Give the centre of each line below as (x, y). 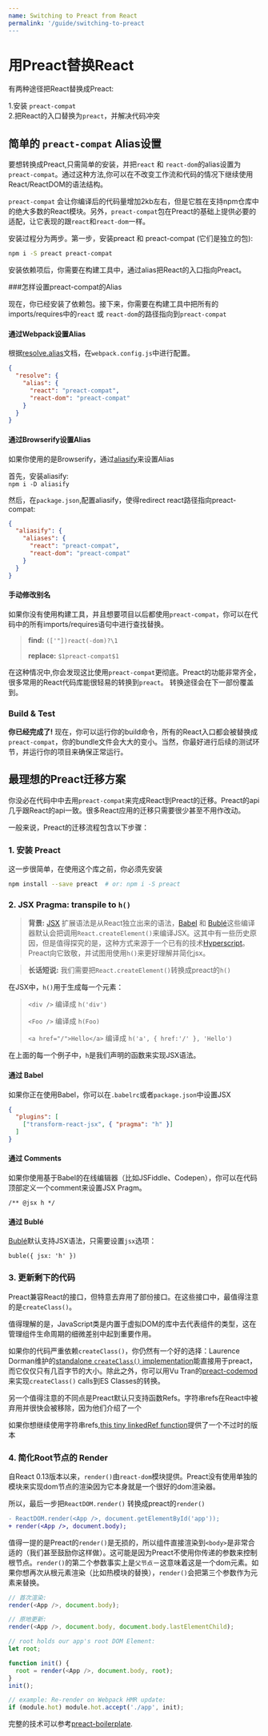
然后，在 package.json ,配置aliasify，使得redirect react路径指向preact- (122, 500)
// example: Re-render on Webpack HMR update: (87, 1700)
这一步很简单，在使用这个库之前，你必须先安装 (85, 869)
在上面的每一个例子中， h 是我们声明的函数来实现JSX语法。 (104, 1055)
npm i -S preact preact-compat (60, 254)
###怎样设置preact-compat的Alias (65, 287)
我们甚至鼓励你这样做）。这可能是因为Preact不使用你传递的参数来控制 (143, 1552)
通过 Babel (26, 1075)
